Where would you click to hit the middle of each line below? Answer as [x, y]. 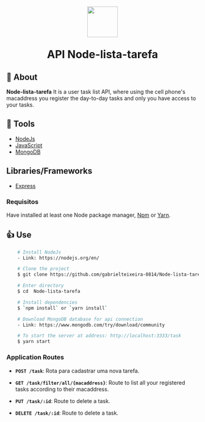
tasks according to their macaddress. [62, 389]
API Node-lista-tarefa [103, 55]
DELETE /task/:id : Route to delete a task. [67, 413]
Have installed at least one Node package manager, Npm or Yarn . [88, 215]
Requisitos [22, 202]
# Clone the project [43, 269]
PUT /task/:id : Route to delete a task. [63, 401]
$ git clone [32, 275]
